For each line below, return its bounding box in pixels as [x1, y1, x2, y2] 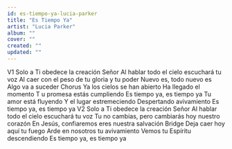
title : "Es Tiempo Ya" [7, 17, 73, 24]
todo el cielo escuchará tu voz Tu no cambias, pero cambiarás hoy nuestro [7, 112, 220, 120]
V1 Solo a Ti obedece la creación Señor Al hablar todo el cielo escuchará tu [7, 67, 222, 76]
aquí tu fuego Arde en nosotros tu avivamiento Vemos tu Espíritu [7, 126, 192, 135]
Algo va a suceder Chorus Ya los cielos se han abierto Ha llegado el [7, 82, 201, 91]
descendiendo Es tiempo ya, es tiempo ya [7, 134, 127, 142]
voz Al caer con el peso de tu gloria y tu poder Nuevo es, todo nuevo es [7, 75, 213, 83]
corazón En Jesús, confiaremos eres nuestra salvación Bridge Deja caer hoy [7, 119, 225, 128]
